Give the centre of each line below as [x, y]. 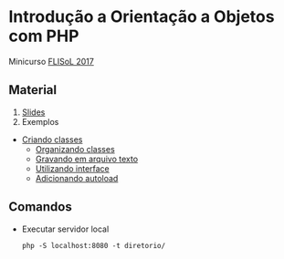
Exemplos [40, 121]
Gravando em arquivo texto [87, 159]
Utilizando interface [73, 168]
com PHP [44, 36]
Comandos [40, 207]
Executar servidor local [65, 229]
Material [32, 90]
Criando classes [52, 140]
